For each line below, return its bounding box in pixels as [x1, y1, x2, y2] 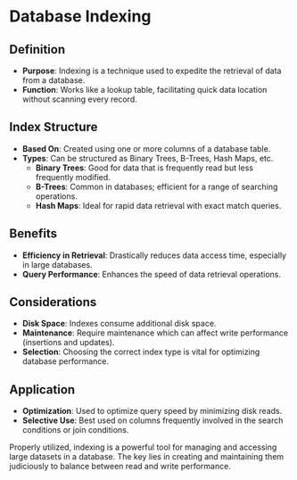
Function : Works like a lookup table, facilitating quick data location [21, 85, 268, 95]
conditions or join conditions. [21, 425, 129, 435]
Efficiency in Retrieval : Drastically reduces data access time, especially [21, 250, 287, 261]
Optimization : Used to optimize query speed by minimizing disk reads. [21, 406, 283, 417]
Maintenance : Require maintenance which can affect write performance [21, 327, 288, 338]
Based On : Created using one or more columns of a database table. [21, 143, 271, 153]
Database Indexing [9, 6, 152, 27]
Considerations [9, 294, 97, 310]
